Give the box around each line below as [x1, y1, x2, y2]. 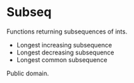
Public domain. [6, 69, 49, 77]
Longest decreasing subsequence [16, 48, 115, 56]
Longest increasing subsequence [16, 40, 112, 49]
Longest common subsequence [16, 55, 108, 63]
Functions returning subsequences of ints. [6, 27, 128, 36]
